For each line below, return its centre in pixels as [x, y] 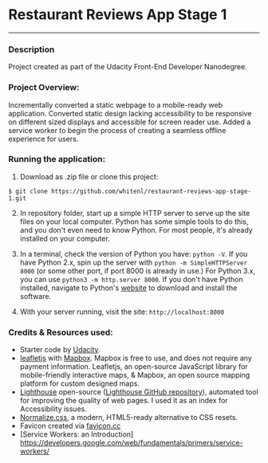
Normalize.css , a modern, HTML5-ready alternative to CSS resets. [128, 418]
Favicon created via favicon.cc [70, 426]
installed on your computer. [65, 238]
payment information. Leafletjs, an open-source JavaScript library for [134, 367]
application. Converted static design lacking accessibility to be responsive [130, 113]
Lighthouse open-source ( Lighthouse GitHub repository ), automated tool [139, 392]
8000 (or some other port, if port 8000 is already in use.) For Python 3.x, [138, 271]
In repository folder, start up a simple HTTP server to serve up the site [135, 213]
